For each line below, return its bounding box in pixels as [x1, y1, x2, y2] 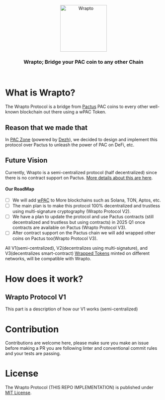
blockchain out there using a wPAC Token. [19, 109, 107, 115]
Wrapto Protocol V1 [5, 293, 66, 301]
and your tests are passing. [5, 351, 61, 357]
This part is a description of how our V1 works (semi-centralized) [5, 306, 138, 312]
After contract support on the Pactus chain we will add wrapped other [12, 230, 156, 236]
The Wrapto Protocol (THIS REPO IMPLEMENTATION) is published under [5, 385, 154, 391]
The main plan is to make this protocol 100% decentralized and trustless [12, 203, 161, 209]
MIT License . [5, 390, 32, 396]
